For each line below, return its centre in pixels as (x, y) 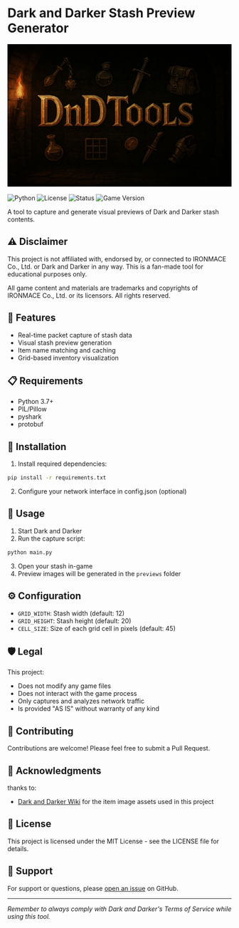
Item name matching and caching (67, 350)
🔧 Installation (37, 447)
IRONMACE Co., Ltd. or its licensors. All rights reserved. (89, 295)
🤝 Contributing (41, 731)
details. (18, 848)
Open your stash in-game (55, 566)
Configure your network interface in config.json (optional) (102, 491)
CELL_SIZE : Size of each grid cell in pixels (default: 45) (97, 628)
